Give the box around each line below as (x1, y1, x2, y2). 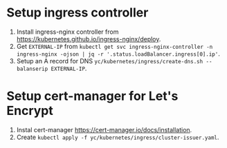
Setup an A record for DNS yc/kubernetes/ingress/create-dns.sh (16, 56, 203, 65)
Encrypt (6, 103, 53, 118)
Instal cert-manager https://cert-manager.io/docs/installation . (16, 125, 192, 134)
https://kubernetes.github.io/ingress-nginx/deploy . (16, 34, 161, 43)
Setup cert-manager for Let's (6, 88, 179, 104)
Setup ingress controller (6, 5, 149, 21)
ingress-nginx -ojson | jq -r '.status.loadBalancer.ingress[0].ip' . (16, 50, 221, 58)
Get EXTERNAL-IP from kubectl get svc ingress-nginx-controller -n (16, 42, 213, 50)
